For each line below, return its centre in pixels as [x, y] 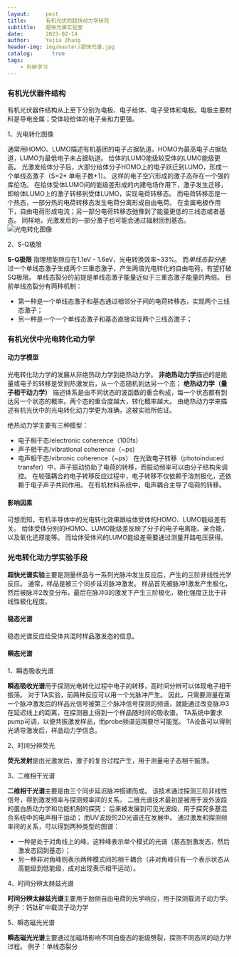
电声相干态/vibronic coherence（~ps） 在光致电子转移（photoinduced [121, 458]
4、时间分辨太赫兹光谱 [41, 883]
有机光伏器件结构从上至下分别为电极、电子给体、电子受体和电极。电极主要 [116, 110]
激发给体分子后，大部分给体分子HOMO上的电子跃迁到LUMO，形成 [125, 166]
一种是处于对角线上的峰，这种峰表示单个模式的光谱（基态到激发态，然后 [123, 841]
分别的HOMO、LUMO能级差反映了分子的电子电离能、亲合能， [137, 529]
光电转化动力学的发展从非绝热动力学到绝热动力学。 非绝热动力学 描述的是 [114, 375]
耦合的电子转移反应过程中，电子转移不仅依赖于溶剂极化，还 [138, 476]
